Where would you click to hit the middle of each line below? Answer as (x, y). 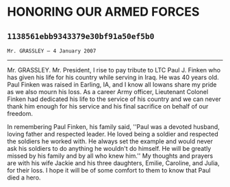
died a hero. (24, 177)
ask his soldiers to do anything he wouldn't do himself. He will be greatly (109, 148)
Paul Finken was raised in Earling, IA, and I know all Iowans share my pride (112, 85)
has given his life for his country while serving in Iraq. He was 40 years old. (113, 77)
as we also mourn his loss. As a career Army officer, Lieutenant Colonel (108, 92)
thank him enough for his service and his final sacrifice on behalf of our (108, 106)
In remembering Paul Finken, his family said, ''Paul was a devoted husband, (114, 127)
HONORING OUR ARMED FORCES (103, 12)
